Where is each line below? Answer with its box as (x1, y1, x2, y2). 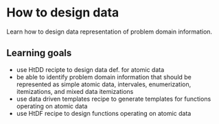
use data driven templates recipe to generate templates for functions (16, 95, 211, 103)
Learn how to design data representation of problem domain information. (6, 27, 213, 36)
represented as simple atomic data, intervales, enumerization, (16, 80, 192, 88)
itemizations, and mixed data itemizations (16, 87, 134, 95)
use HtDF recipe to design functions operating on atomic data (16, 109, 192, 117)
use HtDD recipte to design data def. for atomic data (16, 65, 165, 73)
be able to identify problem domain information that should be (16, 73, 192, 81)
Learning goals (6, 47, 72, 59)
